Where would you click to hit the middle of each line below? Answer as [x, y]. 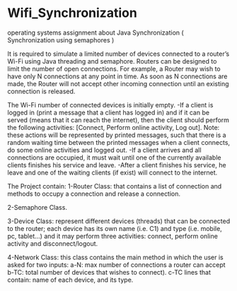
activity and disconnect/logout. [53, 243]
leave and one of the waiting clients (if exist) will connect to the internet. [112, 172]
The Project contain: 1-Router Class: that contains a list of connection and [115, 186]
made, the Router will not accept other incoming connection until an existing [118, 83]
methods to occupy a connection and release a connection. [94, 194]
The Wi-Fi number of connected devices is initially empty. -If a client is [110, 105]
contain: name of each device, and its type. [70, 280]
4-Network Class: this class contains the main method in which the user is [116, 257]
